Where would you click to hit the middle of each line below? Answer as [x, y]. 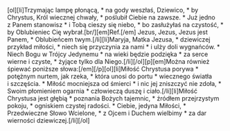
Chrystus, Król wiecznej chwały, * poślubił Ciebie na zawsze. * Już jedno [112, 17]
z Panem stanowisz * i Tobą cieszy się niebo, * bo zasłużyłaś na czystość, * [115, 25]
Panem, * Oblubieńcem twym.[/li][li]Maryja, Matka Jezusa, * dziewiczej [109, 40]
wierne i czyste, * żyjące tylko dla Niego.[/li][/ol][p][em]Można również [108, 61]
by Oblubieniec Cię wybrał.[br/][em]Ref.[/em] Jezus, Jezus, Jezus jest [107, 32]
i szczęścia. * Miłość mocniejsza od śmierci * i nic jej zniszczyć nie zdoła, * [114, 84]
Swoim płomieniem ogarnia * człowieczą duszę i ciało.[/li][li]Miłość [103, 91]
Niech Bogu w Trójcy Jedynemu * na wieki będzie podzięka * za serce [108, 54]
